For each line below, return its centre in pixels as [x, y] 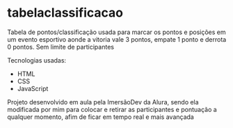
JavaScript [33, 88]
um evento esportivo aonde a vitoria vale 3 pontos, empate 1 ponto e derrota [117, 39]
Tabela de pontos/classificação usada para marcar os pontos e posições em [116, 32]
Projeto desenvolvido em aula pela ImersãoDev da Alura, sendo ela [103, 102]
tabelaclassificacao [65, 13]
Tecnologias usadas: [37, 60]
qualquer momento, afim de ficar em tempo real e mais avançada [101, 117]
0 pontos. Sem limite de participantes [61, 47]
